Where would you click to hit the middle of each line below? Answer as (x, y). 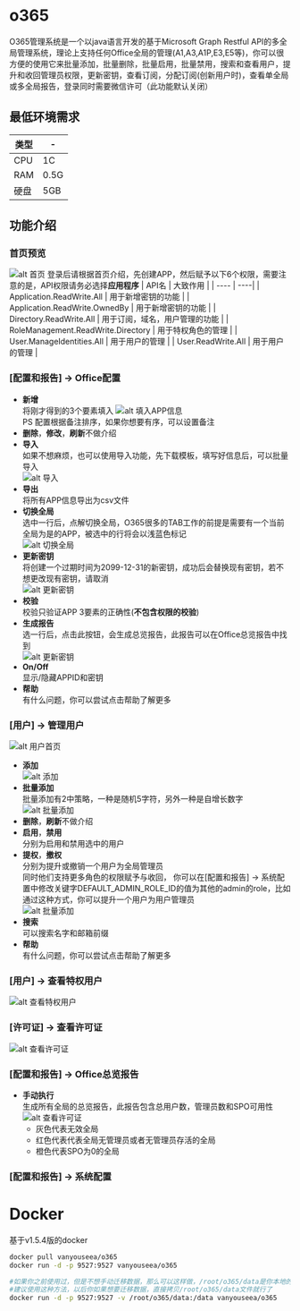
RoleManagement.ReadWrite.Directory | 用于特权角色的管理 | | (124, 330)
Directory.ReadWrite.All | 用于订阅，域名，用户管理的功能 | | (119, 319)
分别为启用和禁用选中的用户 (73, 844)
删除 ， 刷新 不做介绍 (58, 822)
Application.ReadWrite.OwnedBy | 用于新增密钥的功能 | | (112, 308)
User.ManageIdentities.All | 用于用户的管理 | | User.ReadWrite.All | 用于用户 (146, 342)
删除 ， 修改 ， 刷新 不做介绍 (69, 433)
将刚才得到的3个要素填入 (68, 410)
